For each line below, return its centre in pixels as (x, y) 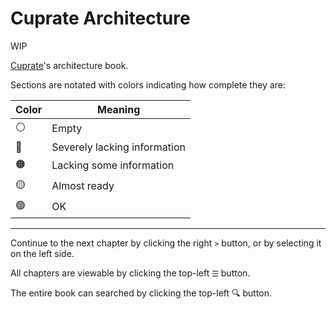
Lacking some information (113, 165)
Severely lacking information (118, 147)
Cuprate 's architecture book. (69, 65)
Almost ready (83, 186)
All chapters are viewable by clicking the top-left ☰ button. (130, 273)
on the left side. (42, 253)
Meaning (119, 109)
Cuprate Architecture (100, 18)
